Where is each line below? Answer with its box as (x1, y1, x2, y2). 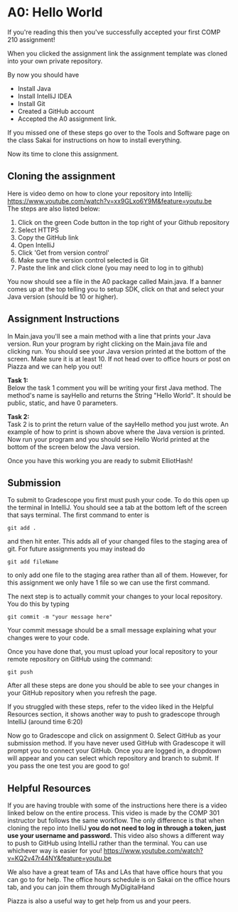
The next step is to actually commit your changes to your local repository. (7, 592, 222, 601)
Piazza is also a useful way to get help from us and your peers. (7, 897, 191, 906)
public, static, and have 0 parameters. (7, 398, 119, 407)
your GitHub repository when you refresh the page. (7, 689, 157, 697)
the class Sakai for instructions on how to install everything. (7, 136, 182, 144)
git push (7, 669, 33, 676)
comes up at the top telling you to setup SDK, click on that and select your (7, 285, 225, 293)
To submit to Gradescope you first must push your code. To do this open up (7, 496, 229, 504)
